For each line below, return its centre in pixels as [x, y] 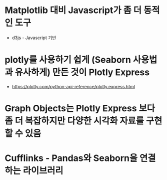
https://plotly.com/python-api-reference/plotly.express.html [73, 86]
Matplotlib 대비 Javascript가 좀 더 [73, 10]
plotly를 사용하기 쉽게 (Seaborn [68, 60]
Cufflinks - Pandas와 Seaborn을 [71, 158]
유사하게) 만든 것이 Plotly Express [82, 72]
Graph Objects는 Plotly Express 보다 [80, 109]
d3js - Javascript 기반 [34, 38]
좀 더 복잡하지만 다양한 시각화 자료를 [74, 121]
